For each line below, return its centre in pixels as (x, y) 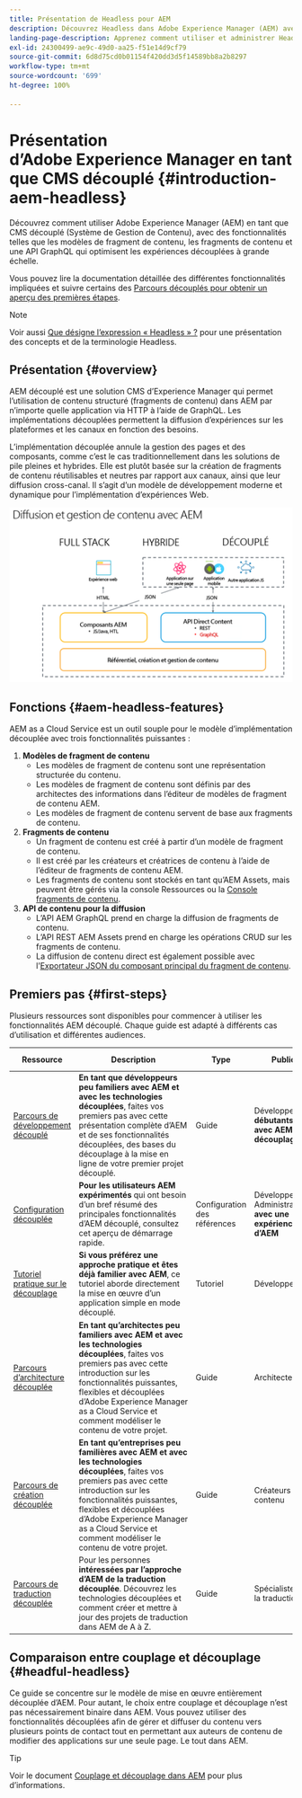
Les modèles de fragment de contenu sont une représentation (151, 766)
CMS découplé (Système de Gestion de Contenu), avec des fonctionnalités (148, 232)
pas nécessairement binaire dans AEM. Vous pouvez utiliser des (128, 1713)
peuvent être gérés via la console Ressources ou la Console (147, 890)
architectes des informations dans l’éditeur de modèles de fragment (161, 794)
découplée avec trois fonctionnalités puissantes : (100, 739)
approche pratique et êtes (129, 1265)
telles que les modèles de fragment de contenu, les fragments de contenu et (151, 242)
